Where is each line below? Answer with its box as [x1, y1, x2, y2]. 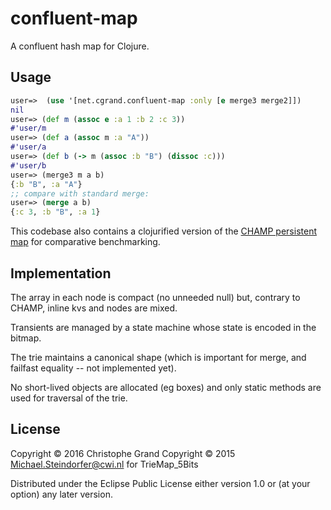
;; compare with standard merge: [10, 188, 150, 199]
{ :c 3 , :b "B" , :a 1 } [10, 207, 101, 217]
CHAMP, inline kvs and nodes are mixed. [10, 302, 178, 314]
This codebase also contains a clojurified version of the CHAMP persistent [10, 225, 317, 237]
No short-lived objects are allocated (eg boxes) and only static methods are [10, 381, 322, 393]
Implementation [10, 265, 112, 282]
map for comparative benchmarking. [10, 236, 161, 248]
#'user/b [10, 160, 47, 171]
